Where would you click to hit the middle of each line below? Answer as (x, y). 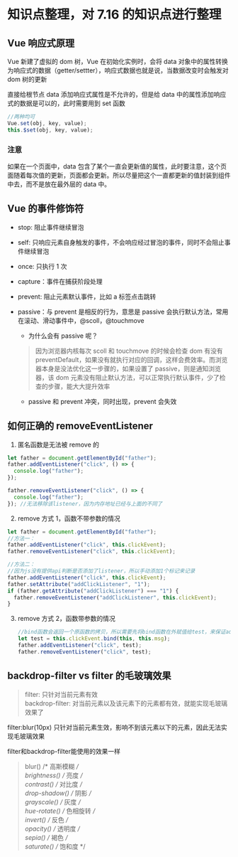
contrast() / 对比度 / (53, 784)
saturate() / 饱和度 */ (55, 846)
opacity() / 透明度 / (52, 829)
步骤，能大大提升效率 (79, 386)
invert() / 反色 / (46, 819)
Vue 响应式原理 (41, 43)
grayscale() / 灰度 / (53, 802)
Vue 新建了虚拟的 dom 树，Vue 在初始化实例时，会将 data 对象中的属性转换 (118, 62)
